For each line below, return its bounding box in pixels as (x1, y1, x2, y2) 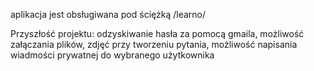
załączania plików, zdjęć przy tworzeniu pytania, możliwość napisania (10, 39, 298, 50)
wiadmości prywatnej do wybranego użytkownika (10, 49, 215, 61)
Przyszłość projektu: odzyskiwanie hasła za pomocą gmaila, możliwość (10, 28, 305, 39)
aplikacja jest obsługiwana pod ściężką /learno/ (10, 9, 207, 20)
